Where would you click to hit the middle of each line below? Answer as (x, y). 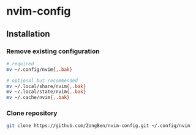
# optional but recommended (42, 81)
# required (20, 64)
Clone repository (32, 113)
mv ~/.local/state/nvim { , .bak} (46, 92)
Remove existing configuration (53, 51)
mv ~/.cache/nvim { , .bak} (38, 98)
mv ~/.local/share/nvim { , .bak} (46, 86)
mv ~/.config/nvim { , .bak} (39, 69)
